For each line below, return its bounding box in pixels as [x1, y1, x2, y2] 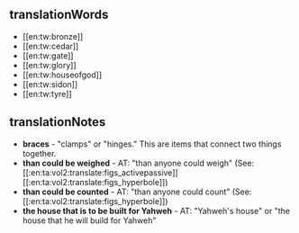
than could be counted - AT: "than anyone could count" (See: [22, 186, 252, 197]
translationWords [9, 7, 109, 22]
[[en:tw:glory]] [22, 59, 77, 70]
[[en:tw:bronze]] [22, 31, 84, 41]
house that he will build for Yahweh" [22, 215, 157, 226]
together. [22, 148, 57, 158]
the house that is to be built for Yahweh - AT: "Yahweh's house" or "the [22, 205, 291, 216]
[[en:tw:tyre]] [22, 88, 72, 99]
